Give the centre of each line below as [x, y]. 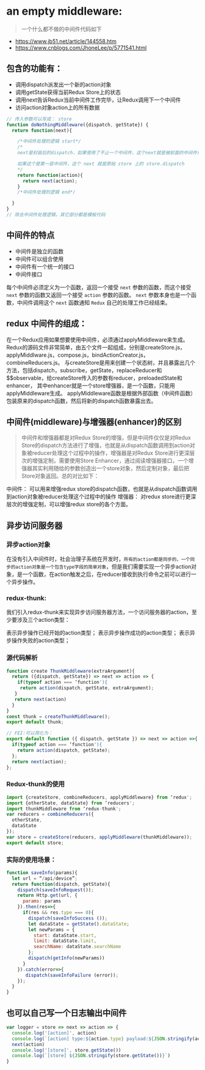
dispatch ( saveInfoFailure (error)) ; [72, 975]
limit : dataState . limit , [65, 941]
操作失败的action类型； [41, 640]
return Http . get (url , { [48, 896]
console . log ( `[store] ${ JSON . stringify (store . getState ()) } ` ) [91, 1056]
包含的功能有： [34, 69]
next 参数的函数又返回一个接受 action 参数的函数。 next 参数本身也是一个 [99, 294]
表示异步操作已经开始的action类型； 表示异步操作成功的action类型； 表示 [98, 633]
